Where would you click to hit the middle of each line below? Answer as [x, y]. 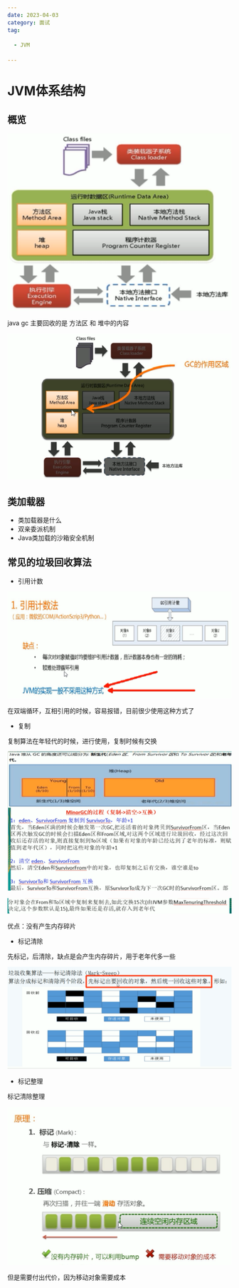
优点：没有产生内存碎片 [42, 926]
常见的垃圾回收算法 [49, 562]
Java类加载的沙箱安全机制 [56, 538]
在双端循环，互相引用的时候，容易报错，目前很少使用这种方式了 [101, 710]
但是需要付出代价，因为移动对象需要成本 [67, 1277]
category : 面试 [29, 22]
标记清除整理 [26, 1096]
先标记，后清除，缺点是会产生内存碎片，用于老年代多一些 [91, 956]
